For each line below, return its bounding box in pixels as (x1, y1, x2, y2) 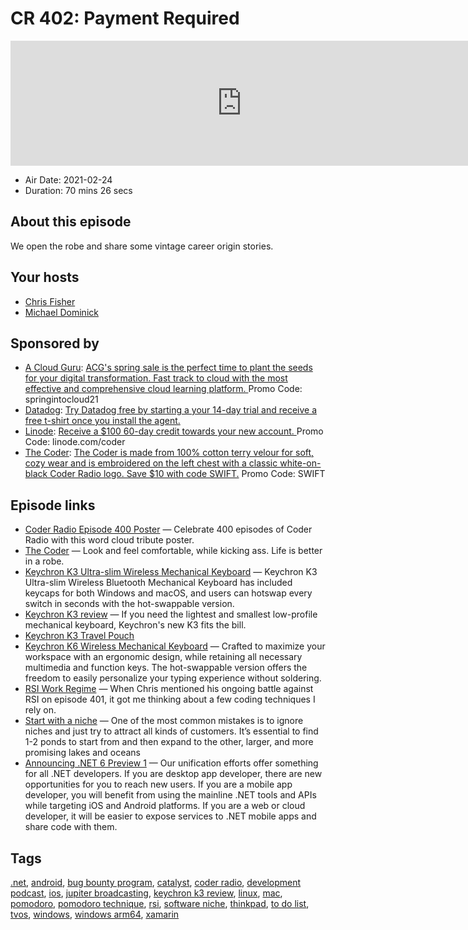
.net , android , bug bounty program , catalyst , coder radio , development (10, 877, 302, 888)
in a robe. (24, 555, 65, 567)
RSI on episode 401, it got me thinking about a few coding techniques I (24, 693, 316, 706)
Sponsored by (10, 335, 100, 352)
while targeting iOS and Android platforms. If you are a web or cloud (24, 800, 306, 812)
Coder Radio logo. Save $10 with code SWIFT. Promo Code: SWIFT (49, 468, 326, 480)
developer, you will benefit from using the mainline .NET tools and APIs (24, 789, 317, 801)
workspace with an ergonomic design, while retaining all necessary (24, 651, 303, 663)
